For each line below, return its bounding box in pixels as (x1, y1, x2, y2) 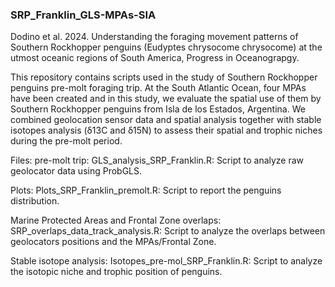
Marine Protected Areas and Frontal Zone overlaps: (10, 214, 222, 227)
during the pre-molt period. (10, 135, 123, 147)
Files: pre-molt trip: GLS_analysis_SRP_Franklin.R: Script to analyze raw (10, 154, 305, 167)
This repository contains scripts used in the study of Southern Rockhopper (10, 71, 318, 83)
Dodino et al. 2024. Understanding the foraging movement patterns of (10, 31, 299, 43)
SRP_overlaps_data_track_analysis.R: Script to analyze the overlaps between (10, 225, 326, 237)
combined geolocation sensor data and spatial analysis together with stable (10, 114, 322, 126)
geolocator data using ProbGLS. (10, 165, 143, 177)
